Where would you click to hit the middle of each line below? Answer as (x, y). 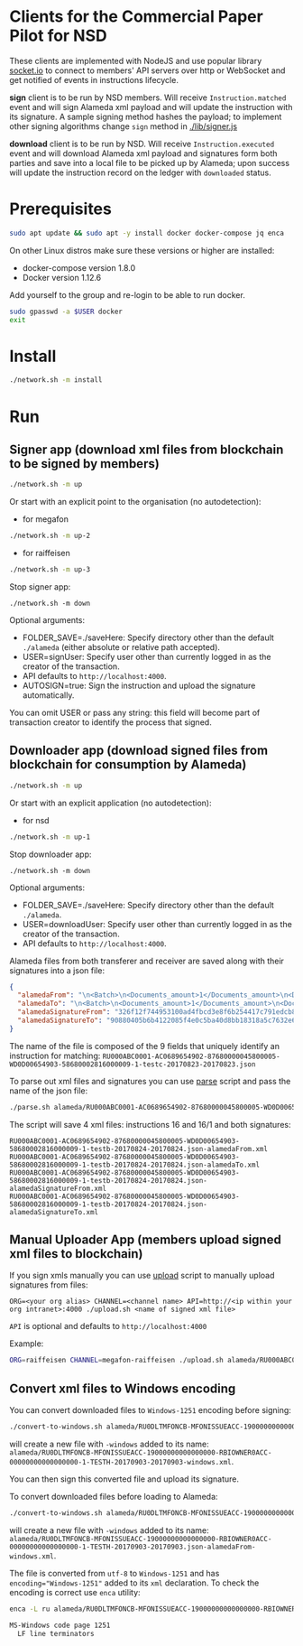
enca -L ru (30, 1609)
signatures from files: (49, 1285)
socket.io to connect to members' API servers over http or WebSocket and (147, 70)
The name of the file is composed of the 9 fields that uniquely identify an (144, 1046)
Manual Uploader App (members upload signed (145, 1240)
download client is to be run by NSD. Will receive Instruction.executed (142, 144)
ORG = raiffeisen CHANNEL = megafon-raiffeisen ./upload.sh (116, 1361)
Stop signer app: (40, 586)
